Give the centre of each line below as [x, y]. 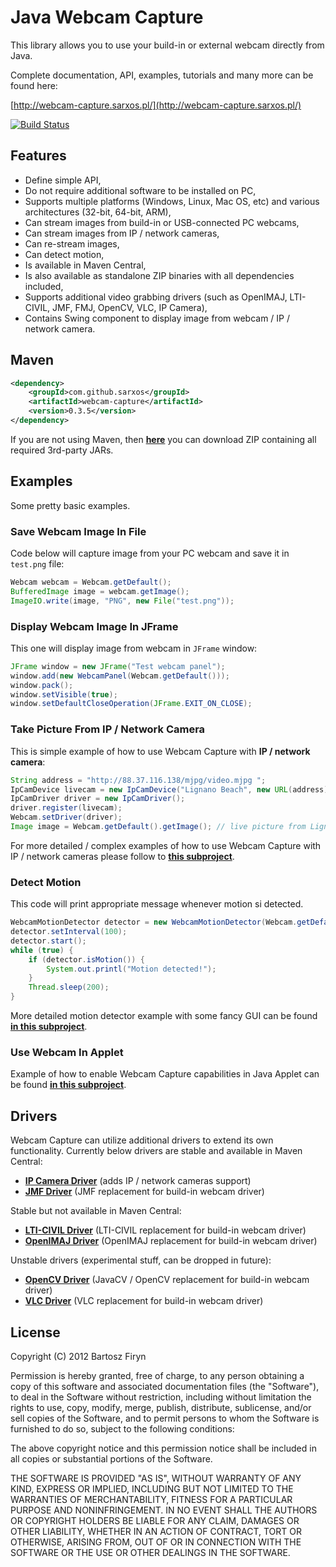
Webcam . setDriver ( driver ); [66, 817]
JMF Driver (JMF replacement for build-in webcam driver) [144, 1192]
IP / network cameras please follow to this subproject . [122, 856]
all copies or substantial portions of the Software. [111, 1458]
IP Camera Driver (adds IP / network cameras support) [138, 1181]
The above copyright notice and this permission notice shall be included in [163, 1448]
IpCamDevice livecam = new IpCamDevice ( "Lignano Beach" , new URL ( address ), [171, 789]
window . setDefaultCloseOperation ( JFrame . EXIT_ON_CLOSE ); [131, 704]
